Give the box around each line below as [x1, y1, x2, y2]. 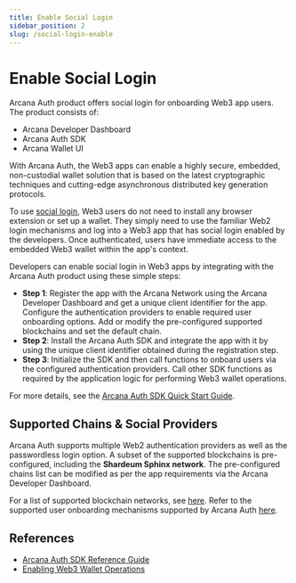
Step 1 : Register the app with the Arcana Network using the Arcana [21, 288, 268, 299]
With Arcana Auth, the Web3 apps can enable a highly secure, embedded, [9, 160, 281, 171]
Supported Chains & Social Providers [9, 416, 218, 431]
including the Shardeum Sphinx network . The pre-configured [52, 459, 281, 470]
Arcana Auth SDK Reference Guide [21, 554, 150, 564]
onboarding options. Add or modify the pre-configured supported [21, 316, 262, 327]
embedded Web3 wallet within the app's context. [9, 244, 189, 255]
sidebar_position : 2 [9, 21, 86, 30]
